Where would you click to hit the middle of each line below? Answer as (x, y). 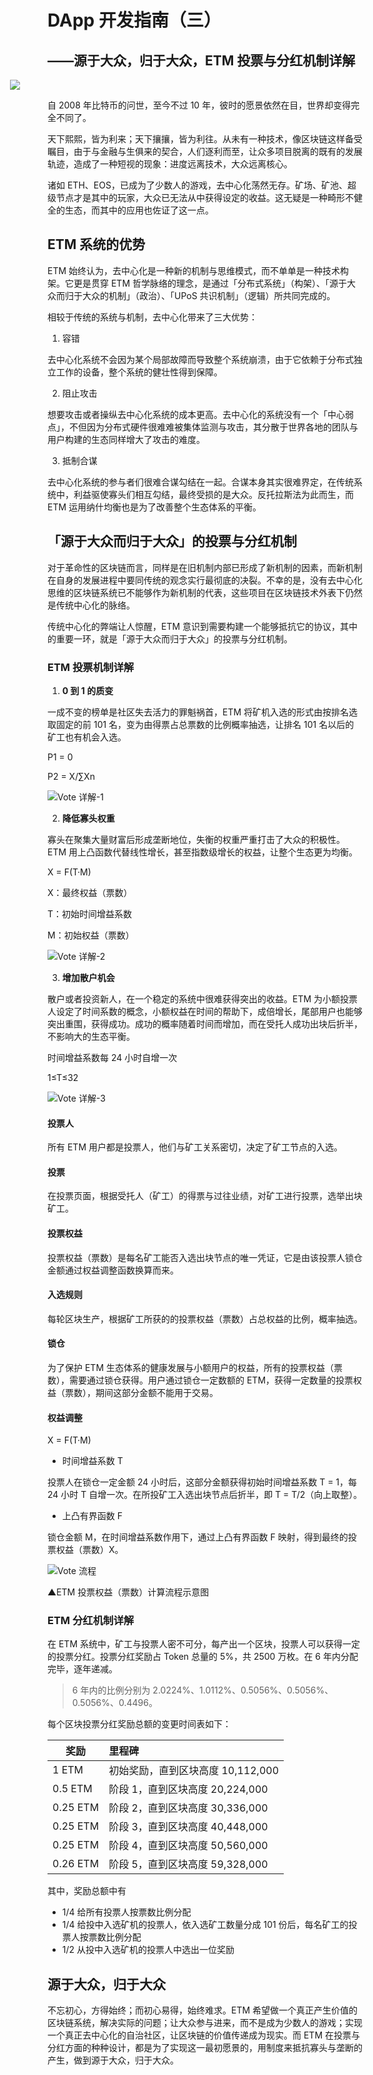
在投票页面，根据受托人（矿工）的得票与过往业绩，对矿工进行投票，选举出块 (205, 1196)
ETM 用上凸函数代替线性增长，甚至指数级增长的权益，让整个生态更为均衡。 (203, 852)
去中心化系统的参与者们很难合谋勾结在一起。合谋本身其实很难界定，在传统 (200, 482)
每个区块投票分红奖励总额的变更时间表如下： (139, 1724)
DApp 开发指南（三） (134, 20)
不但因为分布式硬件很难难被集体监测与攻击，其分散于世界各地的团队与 (213, 427)
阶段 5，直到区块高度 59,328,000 (188, 1864)
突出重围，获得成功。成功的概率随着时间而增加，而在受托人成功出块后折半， (205, 1023)
